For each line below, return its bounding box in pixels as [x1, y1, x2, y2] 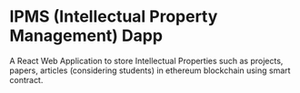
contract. [9, 74, 44, 85]
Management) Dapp [9, 25, 164, 46]
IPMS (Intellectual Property [9, 6, 218, 27]
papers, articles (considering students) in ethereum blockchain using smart [9, 65, 291, 76]
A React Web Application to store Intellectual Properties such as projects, [9, 55, 284, 66]
